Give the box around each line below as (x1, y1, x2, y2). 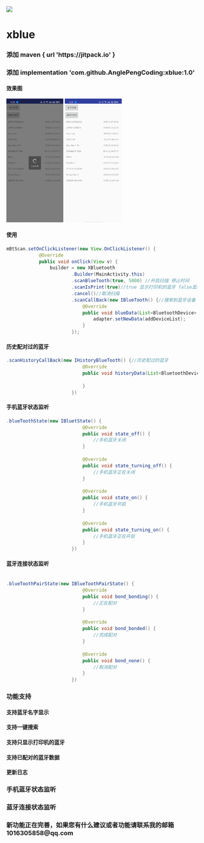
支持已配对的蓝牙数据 (6, 753, 59, 761)
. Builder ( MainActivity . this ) (71, 271, 146, 277)
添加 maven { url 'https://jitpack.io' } (6, 50, 115, 59)
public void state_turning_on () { (82, 527, 170, 533)
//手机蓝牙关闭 (93, 437, 126, 443)
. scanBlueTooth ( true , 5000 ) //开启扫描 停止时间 (71, 278, 189, 284)
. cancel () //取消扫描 (71, 290, 120, 297)
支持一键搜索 (6, 723, 38, 731)
